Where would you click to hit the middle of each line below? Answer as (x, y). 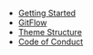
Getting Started (46, 13)
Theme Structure (50, 32)
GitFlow (32, 23)
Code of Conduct (51, 41)
